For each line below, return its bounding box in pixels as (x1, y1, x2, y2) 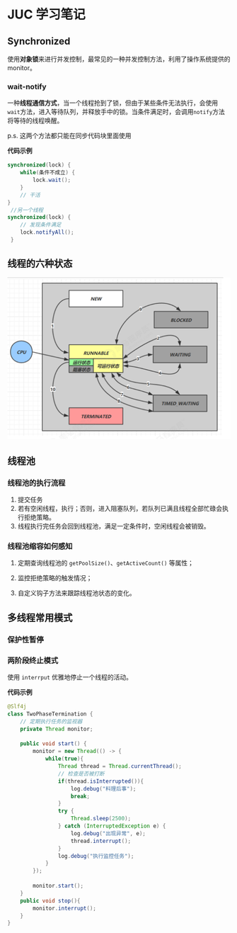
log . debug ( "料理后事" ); (70, 785, 137, 792)
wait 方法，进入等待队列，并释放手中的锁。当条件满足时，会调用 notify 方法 (7, 108, 225, 116)
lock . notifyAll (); (20, 229, 74, 236)
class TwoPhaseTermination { (7, 710, 93, 718)
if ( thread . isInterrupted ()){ (57, 777, 144, 785)
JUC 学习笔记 (7, 6, 86, 23)
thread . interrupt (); (70, 837, 132, 844)
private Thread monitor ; (20, 725, 93, 733)
